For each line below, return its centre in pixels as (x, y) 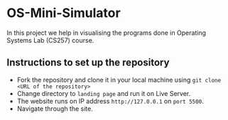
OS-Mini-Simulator (64, 13)
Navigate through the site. (55, 109)
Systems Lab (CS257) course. (50, 40)
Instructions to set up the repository (88, 63)
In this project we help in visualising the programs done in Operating (107, 33)
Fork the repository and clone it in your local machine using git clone (119, 80)
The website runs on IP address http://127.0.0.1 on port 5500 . (110, 101)
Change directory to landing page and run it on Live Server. (104, 93)
